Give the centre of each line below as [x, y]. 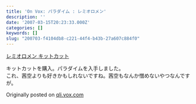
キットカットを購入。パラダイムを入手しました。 [65, 68]
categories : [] [25, 28]
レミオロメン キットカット [37, 56]
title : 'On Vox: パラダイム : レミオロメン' [56, 11]
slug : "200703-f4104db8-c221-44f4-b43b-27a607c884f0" [73, 39]
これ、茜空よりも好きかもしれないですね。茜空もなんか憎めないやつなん [93, 76]
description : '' [26, 17]
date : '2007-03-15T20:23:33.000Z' [48, 22]
